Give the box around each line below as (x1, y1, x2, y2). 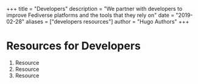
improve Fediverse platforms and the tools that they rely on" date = (6, 11, 175, 19)
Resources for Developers (6, 39, 141, 53)
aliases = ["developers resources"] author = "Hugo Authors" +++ (25, 18, 189, 25)
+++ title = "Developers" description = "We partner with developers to (6, 5, 183, 12)
